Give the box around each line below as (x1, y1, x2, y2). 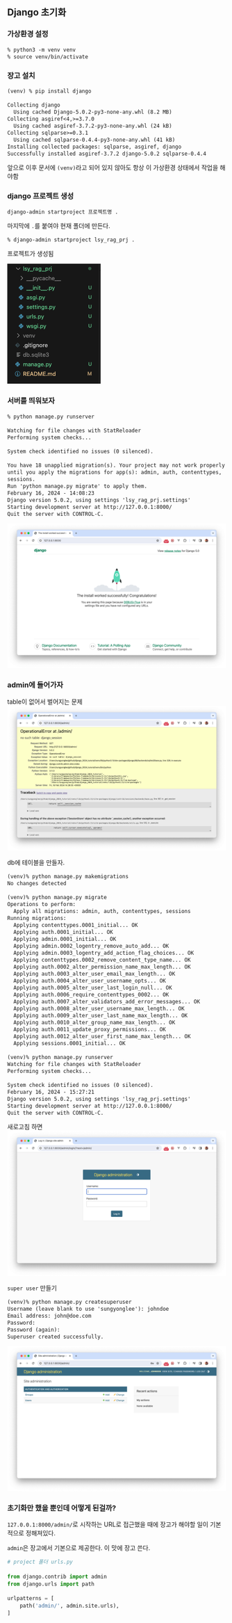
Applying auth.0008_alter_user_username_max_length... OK (13, 1006, 185, 1012)
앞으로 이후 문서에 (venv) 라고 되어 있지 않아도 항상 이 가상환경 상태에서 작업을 (7, 163, 219, 172)
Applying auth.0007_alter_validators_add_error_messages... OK (13, 999, 200, 1006)
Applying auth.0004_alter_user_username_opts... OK (13, 978, 167, 985)
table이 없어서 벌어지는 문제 (7, 697, 83, 706)
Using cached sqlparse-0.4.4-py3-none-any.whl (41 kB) (13, 136, 176, 143)
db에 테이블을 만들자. (7, 858, 65, 867)
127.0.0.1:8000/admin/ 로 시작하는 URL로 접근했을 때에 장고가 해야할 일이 (7, 1520, 208, 1528)
